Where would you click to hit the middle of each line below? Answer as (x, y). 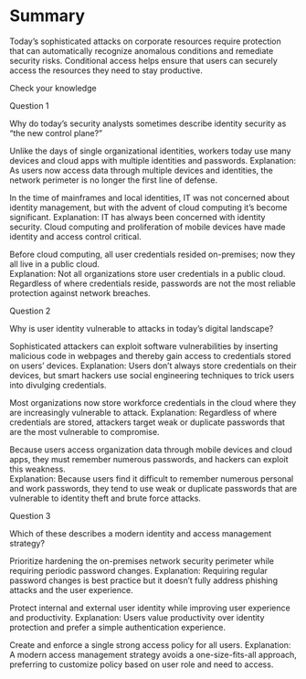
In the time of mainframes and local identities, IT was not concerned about (149, 197)
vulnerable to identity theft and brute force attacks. (105, 498)
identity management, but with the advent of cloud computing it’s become (148, 207)
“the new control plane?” (56, 133)
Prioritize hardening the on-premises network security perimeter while (142, 561)
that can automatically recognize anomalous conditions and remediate (142, 50)
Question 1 (29, 105)
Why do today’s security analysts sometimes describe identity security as (148, 123)
